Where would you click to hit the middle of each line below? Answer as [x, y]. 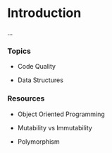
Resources [26, 98]
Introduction [44, 13]
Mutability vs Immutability [55, 127]
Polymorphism [38, 141]
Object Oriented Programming [61, 114]
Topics [19, 51]
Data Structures [40, 80]
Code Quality [37, 67]
